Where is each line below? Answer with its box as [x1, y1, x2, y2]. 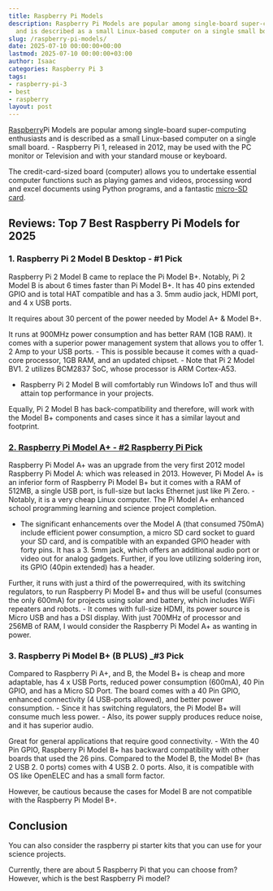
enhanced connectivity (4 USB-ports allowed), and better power [8, 695, 223, 705]
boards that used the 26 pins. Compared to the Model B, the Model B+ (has [8, 753, 261, 763]
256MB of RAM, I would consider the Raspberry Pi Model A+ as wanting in [8, 622, 258, 631]
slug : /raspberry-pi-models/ [8, 34, 107, 43]
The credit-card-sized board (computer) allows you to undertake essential [8, 167, 258, 177]
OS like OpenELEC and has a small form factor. [8, 771, 165, 781]
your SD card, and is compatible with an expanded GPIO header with [19, 536, 250, 546]
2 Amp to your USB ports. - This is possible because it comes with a [8, 347, 237, 356]
